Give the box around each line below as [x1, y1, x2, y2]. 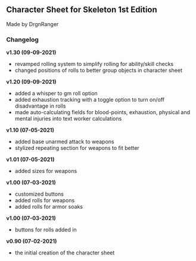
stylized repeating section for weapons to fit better [14, 144, 140, 152]
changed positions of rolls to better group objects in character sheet [14, 67, 183, 74]
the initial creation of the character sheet [14, 249, 115, 256]
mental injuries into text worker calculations [14, 115, 122, 122]
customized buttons [14, 190, 64, 198]
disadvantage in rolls [14, 102, 66, 109]
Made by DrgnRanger [6, 20, 59, 27]
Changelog [6, 35, 39, 43]
